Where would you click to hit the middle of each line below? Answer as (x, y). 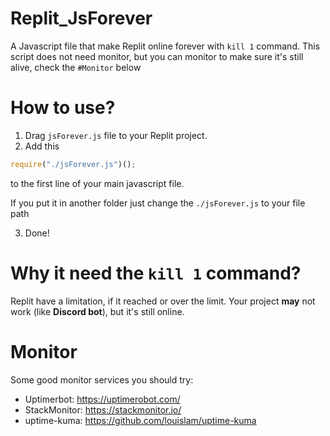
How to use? (63, 108)
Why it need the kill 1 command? (156, 273)
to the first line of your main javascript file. (97, 183)
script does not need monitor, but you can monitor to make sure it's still (157, 56)
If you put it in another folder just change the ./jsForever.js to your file (158, 203)
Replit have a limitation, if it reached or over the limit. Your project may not (163, 301)
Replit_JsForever (81, 18)
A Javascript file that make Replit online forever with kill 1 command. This (165, 46)
